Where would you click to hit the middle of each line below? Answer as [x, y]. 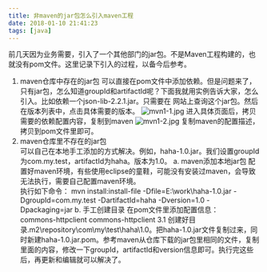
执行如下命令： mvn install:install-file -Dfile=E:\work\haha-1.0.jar [126, 191]
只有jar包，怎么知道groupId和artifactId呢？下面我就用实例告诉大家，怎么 [139, 91]
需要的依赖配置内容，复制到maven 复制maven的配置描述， [139, 122]
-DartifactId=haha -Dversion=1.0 [151, 200]
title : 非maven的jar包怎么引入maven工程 [71, 16]
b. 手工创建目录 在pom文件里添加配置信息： [147, 210]
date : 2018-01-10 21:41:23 [53, 23]
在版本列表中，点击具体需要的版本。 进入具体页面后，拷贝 [138, 111]
